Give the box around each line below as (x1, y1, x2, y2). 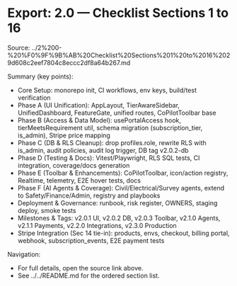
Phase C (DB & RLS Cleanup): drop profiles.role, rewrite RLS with (17, 138, 207, 147)
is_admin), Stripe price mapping (17, 131, 111, 139)
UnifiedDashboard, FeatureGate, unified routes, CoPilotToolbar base (17, 108, 216, 117)
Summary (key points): (7, 72, 74, 81)
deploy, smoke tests (17, 206, 76, 214)
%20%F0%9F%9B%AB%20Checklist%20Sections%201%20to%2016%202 (7, 51, 231, 59)
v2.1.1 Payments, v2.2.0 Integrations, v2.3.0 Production (17, 221, 177, 229)
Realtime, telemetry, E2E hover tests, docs (17, 176, 141, 185)
